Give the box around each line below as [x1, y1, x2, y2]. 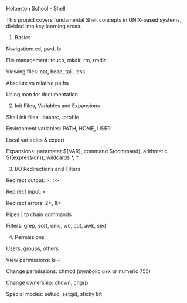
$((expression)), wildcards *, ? [6, 154, 79, 161]
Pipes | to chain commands [6, 211, 72, 218]
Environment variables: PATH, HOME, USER [6, 125, 111, 132]
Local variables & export [6, 136, 64, 143]
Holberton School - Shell [6, 5, 66, 12]
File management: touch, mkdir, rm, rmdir [6, 57, 106, 63]
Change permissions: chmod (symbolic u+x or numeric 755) [6, 268, 151, 275]
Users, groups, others [6, 245, 59, 252]
